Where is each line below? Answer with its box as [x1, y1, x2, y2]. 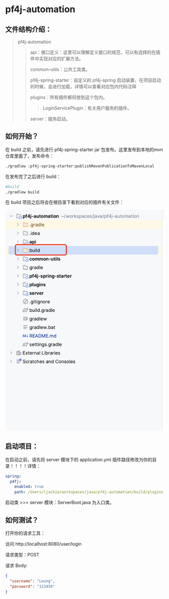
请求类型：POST [5, 551, 39, 557]
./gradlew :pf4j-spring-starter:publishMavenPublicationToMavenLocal [5, 163, 155, 168]
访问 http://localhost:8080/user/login [5, 541, 82, 547]
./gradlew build [5, 189, 39, 195]
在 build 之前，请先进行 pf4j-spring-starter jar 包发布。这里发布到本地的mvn [5, 146, 163, 153]
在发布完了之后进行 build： [5, 173, 62, 180]
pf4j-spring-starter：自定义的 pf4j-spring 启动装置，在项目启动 [30, 77, 161, 83]
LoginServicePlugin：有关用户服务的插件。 [42, 105, 132, 111]
